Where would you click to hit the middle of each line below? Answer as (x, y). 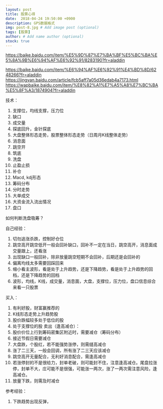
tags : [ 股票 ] (18, 32)
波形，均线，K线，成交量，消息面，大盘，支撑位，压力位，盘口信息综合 (84, 281)
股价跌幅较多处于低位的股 (38, 320)
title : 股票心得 (20, 14)
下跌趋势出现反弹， (32, 401)
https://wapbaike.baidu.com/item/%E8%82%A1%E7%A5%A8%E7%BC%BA (82, 85)
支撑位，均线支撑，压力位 (38, 110)
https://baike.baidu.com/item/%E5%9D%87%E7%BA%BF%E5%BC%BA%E (81, 55)
